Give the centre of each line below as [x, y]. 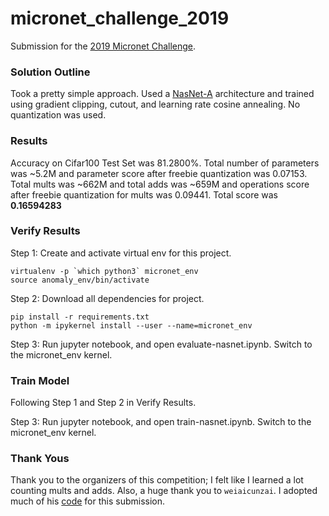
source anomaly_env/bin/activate [80, 280]
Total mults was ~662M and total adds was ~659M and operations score [160, 184]
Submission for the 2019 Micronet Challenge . [103, 46]
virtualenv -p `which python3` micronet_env [104, 271]
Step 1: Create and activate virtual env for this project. [121, 253]
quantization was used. [58, 115]
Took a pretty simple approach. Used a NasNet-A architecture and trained [162, 94]
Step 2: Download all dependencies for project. [107, 298]
